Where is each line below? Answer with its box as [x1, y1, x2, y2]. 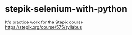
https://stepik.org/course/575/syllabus [5, 24, 82, 30]
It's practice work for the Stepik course [5, 19, 83, 25]
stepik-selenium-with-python [5, 3, 128, 14]
